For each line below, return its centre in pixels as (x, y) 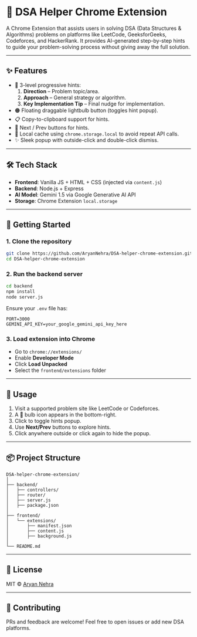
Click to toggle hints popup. (48, 421)
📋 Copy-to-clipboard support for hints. (62, 119)
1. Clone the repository (39, 241)
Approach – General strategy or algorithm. (75, 97)
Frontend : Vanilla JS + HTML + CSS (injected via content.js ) (88, 182)
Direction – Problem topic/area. (61, 91)
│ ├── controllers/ (33, 490)
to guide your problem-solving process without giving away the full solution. (98, 47)
